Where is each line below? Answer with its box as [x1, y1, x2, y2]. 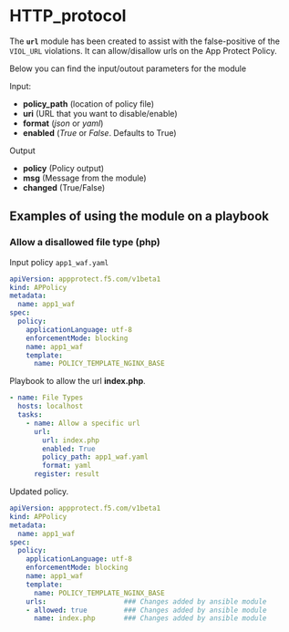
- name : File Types [9, 393, 84, 402]
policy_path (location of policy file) [22, 98, 155, 109]
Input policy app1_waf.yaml [9, 256, 109, 267]
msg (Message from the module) [22, 172, 148, 183]
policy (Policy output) [22, 162, 105, 173]
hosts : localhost [17, 402, 84, 411]
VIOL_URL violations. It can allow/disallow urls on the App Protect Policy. [9, 45, 277, 56]
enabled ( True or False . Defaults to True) [22, 127, 177, 138]
